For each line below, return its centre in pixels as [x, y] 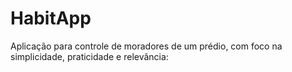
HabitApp [51, 18]
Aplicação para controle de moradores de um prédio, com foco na [146, 46]
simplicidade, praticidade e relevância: [89, 56]
